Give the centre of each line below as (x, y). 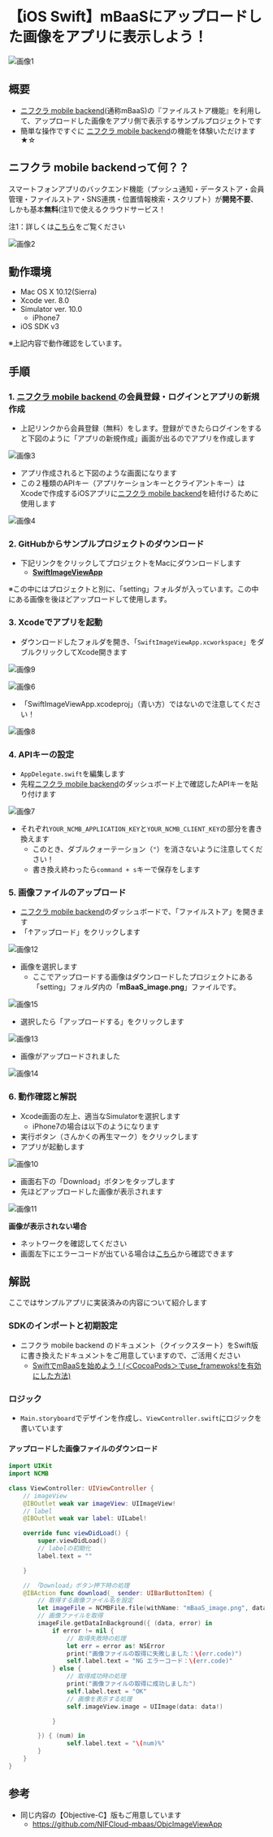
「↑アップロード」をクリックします (80, 932)
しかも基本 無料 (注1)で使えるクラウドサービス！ (87, 209)
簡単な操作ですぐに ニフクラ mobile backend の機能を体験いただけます (138, 130)
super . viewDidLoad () (72, 1541)
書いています (41, 1428)
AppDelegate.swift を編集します (73, 774)
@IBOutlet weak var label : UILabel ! (85, 1519)
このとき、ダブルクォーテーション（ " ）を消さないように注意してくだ (147, 848)
